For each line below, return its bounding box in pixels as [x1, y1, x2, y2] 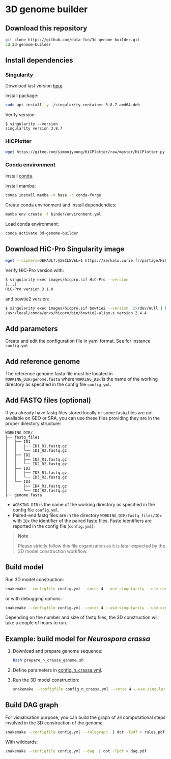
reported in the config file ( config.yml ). [12, 523, 95, 529]
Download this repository [5, 24, 88, 33]
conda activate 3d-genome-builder [5, 230, 79, 236]
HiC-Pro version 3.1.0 [5, 286, 53, 292]
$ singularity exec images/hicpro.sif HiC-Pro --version [5, 277, 129, 283]
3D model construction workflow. [17, 548, 88, 554]
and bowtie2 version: [5, 296, 49, 302]
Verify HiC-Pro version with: [5, 267, 64, 274]
